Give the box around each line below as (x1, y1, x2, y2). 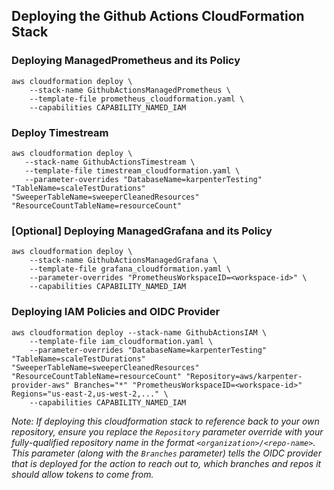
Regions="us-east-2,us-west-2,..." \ (11, 389, 169, 399)
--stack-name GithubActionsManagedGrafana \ (29, 255, 218, 266)
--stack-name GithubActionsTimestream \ (24, 157, 196, 167)
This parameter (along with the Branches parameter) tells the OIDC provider (11, 447, 322, 459)
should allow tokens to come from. (11, 468, 154, 480)
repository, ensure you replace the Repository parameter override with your (11, 425, 324, 438)
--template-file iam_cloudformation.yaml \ (29, 336, 214, 346)
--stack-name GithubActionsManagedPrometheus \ (29, 85, 231, 95)
